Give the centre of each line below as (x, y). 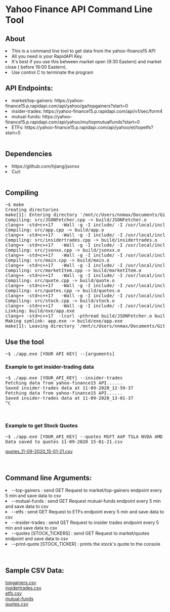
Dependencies (29, 154)
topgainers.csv (21, 583)
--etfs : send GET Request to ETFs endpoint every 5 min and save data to (88, 511)
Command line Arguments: (49, 478)
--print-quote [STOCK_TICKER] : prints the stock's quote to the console (86, 544)
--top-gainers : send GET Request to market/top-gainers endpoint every (87, 490)
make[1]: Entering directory (41, 215)
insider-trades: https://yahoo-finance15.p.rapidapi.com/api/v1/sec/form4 (87, 111)
